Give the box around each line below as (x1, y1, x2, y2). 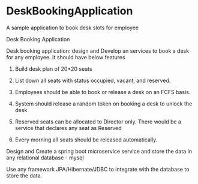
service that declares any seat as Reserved (14, 124, 122, 131)
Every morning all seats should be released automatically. (14, 136, 158, 143)
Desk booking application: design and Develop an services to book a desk (6, 47, 190, 55)
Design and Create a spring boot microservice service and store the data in (6, 147, 193, 155)
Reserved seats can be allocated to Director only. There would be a (14, 118, 182, 125)
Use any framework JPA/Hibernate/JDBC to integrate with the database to (6, 165, 190, 173)
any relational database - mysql (6, 154, 84, 161)
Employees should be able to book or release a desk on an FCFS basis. (14, 88, 191, 95)
